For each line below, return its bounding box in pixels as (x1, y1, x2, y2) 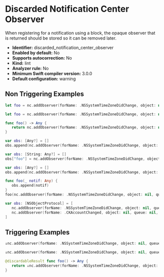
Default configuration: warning (12, 76, 76, 82)
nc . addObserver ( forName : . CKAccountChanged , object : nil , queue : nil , (11, 210, 159, 215)
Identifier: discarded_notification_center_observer (12, 44, 114, 50)
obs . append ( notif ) (11, 183, 49, 188)
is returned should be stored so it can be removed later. (5, 35, 117, 41)
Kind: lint (12, 60, 31, 66)
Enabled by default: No (12, 50, 60, 56)
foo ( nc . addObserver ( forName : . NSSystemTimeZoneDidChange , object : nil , (5, 192, 154, 197)
